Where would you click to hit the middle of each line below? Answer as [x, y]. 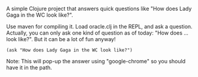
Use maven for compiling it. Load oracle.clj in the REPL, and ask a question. [100, 27]
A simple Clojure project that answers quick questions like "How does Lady [99, 9]
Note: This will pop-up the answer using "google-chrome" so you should [96, 61]
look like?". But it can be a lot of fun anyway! [61, 39]
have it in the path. [29, 67]
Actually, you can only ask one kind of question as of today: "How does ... [97, 33]
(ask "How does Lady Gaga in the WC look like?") [70, 50]
